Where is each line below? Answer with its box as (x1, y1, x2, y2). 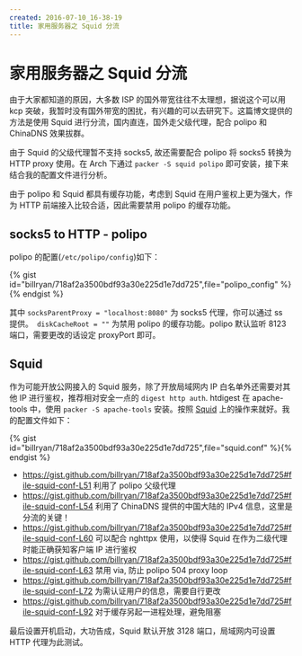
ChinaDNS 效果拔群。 (9, 128, 90, 139)
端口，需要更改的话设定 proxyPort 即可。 (9, 330, 161, 341)
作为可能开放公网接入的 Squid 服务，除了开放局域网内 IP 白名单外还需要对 (9, 381, 283, 392)
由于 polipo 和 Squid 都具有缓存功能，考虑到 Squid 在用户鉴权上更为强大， (9, 189, 285, 199)
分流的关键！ (22, 512, 70, 523)
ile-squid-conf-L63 (22, 565, 93, 576)
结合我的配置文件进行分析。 (9, 170, 112, 181)
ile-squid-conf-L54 (22, 501, 93, 512)
